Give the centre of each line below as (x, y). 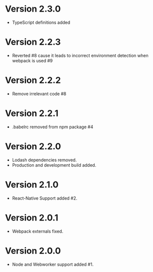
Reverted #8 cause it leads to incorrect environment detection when (80, 55)
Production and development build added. (54, 165)
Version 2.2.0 (33, 146)
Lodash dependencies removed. (44, 160)
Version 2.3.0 (33, 9)
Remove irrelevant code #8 (39, 94)
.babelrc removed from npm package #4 (52, 127)
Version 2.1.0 (32, 184)
